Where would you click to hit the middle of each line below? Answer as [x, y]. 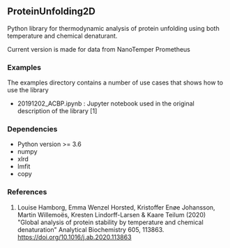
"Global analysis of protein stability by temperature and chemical [110, 222]
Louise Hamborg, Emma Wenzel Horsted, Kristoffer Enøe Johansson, [116, 207]
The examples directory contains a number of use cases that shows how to [115, 82]
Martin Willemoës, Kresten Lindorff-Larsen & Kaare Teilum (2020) [112, 214]
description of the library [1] [57, 111]
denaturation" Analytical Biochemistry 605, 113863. [91, 229]
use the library [28, 90]
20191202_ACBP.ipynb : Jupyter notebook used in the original [106, 103]
